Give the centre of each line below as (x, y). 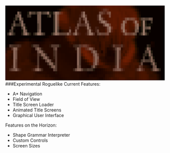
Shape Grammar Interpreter (41, 135)
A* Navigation (27, 94)
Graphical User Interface (38, 116)
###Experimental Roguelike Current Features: (53, 84)
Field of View (26, 99)
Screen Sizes (26, 146)
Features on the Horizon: (31, 125)
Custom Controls (30, 140)
